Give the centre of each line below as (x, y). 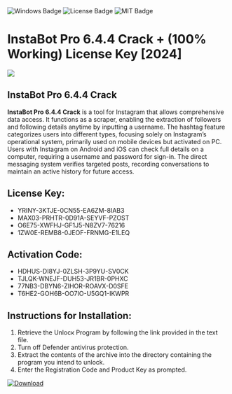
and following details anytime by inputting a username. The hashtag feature (116, 127)
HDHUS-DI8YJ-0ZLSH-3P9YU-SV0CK (73, 272)
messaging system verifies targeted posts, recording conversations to (108, 164)
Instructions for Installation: (69, 315)
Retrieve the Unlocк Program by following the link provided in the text (118, 332)
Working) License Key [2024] (95, 54)
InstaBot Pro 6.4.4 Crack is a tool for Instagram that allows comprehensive (116, 112)
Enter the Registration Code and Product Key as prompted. (102, 370)
